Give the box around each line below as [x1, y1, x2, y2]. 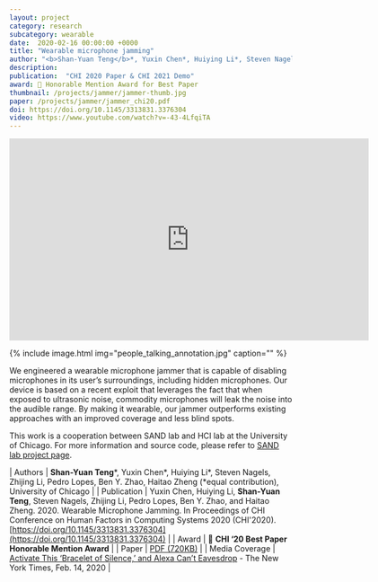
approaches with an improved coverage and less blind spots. [9, 413, 235, 424]
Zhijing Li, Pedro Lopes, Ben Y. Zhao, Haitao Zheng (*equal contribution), [9, 477, 280, 488]
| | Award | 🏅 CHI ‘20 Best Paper [167, 533, 287, 544]
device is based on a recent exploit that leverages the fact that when [9, 384, 263, 395]
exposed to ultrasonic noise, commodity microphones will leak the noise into [9, 394, 293, 405]
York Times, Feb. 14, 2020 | [9, 562, 111, 573]
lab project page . [9, 450, 73, 461]
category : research [9, 22, 83, 31]
